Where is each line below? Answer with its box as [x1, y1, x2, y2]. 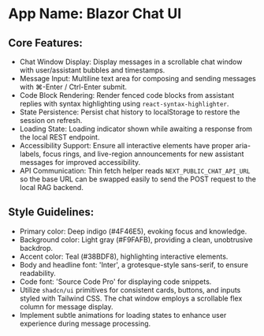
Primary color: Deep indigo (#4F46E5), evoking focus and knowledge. [19, 226, 247, 236]
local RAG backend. [19, 183, 84, 192]
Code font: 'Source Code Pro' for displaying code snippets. [19, 277, 212, 286]
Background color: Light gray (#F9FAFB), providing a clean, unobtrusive [19, 234, 254, 245]
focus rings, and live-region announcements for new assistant [43, 149, 244, 159]
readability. [19, 268, 57, 278]
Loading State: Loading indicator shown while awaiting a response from [19, 124, 253, 133]
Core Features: [8, 36, 83, 50]
